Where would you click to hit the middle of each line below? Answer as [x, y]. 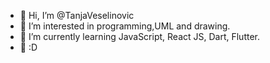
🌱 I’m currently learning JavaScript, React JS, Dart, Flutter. [140, 36]
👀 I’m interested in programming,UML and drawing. [125, 26]
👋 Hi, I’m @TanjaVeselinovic [77, 15]
